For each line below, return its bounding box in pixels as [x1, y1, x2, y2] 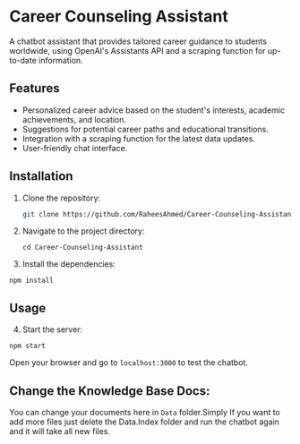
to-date [9, 55, 38, 65]
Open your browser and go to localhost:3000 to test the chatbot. [9, 357, 249, 368]
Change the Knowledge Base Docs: [9, 383, 210, 398]
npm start [9, 342, 47, 351]
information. [39, 55, 83, 65]
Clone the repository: [21, 192, 101, 203]
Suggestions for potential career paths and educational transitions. [21, 124, 269, 134]
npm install [9, 276, 54, 286]
